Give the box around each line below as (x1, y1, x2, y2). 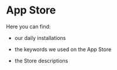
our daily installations (14, 34, 66, 41)
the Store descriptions (14, 57, 68, 64)
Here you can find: (6, 23, 51, 30)
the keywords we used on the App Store (14, 45, 112, 53)
